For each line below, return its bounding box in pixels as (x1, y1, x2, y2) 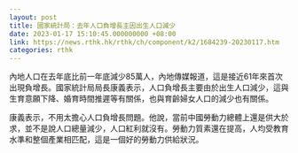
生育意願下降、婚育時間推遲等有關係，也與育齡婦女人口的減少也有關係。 (9, 94, 273, 104)
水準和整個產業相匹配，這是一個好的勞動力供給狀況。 (9, 134, 204, 145)
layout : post (9, 12, 58, 22)
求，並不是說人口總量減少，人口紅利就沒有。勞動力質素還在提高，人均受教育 (9, 123, 289, 134)
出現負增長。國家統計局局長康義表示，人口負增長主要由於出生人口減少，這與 (9, 82, 289, 93)
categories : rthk (9, 46, 74, 55)
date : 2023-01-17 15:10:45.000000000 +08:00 (9, 29, 176, 38)
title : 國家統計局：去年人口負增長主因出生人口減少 (9, 21, 176, 30)
